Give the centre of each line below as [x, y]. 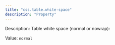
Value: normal [19, 38]
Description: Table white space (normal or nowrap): [58, 28]
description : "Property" [31, 14]
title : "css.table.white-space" [38, 10]
